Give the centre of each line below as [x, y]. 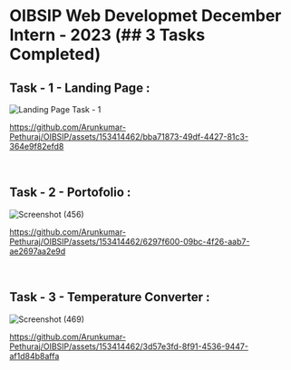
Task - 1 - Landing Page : [80, 88]
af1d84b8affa [34, 355]
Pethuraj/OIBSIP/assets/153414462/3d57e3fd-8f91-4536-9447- [129, 346]
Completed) [55, 54]
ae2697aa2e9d [38, 251]
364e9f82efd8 [37, 146]
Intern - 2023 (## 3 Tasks [107, 35]
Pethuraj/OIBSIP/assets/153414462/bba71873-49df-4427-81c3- [129, 136]
